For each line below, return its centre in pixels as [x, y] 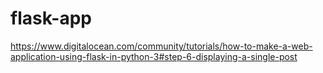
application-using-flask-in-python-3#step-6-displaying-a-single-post [154, 56]
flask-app [51, 18]
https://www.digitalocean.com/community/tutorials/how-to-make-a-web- [161, 46]
